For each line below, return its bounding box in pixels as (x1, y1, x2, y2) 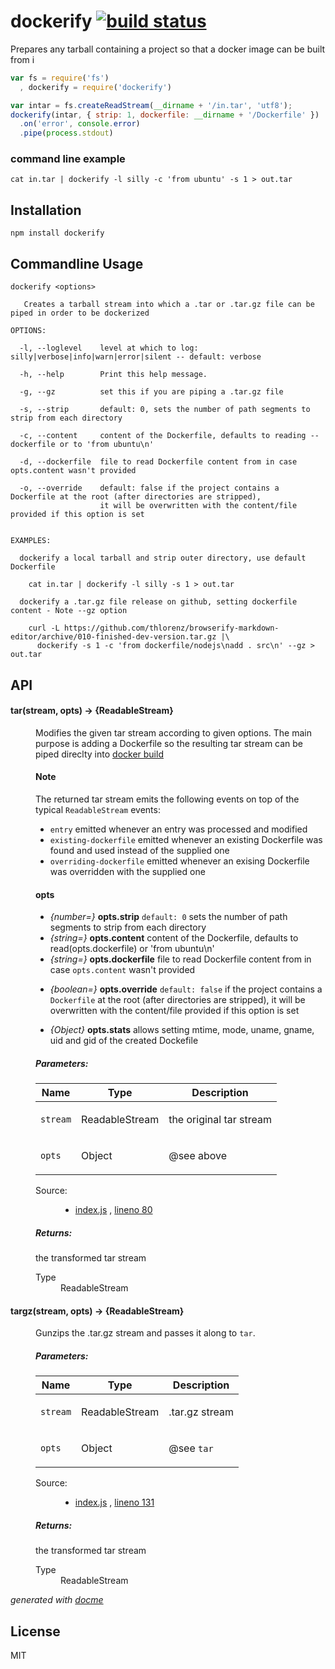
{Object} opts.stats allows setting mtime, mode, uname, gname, (49, 1024, 315, 1036)
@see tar (168, 1441, 214, 1455)
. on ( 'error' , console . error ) (19, 119, 141, 129)
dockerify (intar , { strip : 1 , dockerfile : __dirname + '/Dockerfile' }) (10, 110, 320, 120)
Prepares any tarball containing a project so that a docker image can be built (10, 43, 326, 55)
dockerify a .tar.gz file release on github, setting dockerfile (19, 597, 298, 607)
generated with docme (10, 1594, 104, 1606)
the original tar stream (168, 1113, 272, 1127)
